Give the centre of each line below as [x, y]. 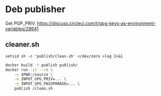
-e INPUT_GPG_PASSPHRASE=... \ [47, 84]
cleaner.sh [22, 45]
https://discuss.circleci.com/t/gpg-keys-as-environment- [96, 23]
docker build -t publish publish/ [42, 65]
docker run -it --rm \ [29, 70]
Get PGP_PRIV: [21, 23]
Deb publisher [35, 9]
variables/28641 [22, 28]
